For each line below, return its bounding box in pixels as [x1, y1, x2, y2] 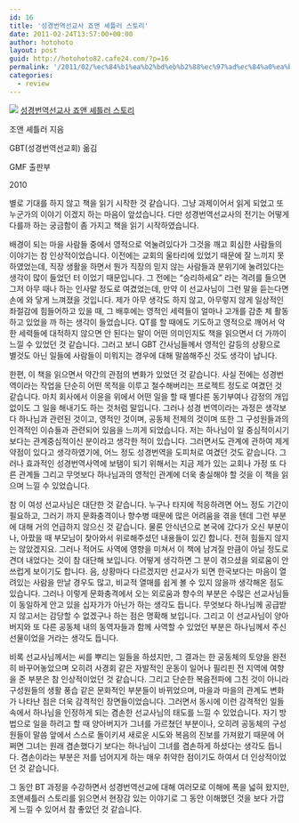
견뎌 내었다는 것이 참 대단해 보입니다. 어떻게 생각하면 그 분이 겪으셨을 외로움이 [9, 554, 280, 565]
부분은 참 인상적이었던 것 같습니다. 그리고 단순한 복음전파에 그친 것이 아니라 [28, 674, 289, 684]
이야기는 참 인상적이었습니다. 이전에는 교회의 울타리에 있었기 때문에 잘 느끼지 [9, 250, 276, 261]
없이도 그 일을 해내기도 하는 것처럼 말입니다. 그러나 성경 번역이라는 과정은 [9, 402, 263, 413]
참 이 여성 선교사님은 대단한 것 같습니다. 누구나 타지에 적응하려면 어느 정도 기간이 [9, 499, 289, 510]
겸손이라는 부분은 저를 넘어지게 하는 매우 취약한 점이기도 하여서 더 [20, 751, 249, 762]
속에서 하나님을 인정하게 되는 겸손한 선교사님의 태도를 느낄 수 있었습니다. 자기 [9, 706, 278, 717]
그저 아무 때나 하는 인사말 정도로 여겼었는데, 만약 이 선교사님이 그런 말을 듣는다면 [9, 283, 289, 294]
